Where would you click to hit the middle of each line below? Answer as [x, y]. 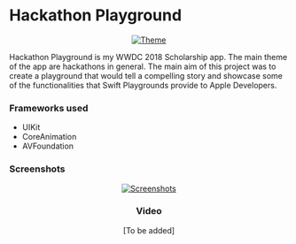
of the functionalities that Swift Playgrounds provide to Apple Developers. [143, 85]
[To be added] [149, 230]
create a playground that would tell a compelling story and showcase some [146, 75]
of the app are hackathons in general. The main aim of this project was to [143, 66]
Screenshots [37, 169]
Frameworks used [49, 108]
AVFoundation [47, 146]
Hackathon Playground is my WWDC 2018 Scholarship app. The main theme [148, 57]
